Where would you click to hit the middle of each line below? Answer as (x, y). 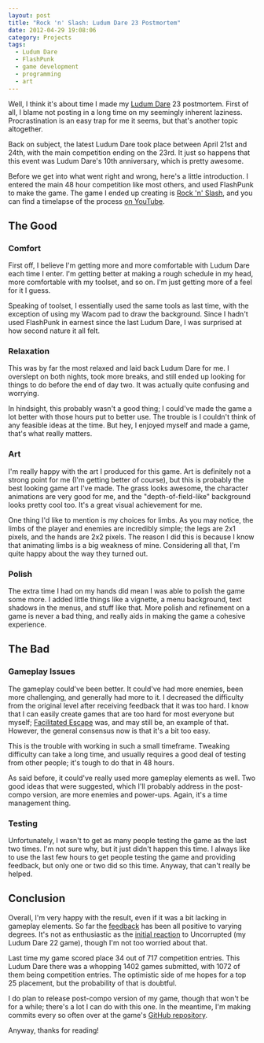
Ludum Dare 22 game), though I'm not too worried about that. (108, 942)
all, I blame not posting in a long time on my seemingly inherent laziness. (125, 112)
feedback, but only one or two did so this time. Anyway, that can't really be (129, 866)
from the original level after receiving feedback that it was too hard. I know (128, 705)
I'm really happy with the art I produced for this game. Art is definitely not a (130, 471)
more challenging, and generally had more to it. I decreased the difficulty (126, 697)
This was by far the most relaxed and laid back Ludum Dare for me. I (119, 368)
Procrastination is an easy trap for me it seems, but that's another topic (123, 120)
